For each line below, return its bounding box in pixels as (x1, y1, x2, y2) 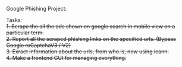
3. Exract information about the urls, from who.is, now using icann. (6, 48, 170, 55)
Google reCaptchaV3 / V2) (6, 42, 71, 49)
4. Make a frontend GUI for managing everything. (6, 55, 127, 61)
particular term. (6, 29, 45, 36)
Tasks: (6, 17, 23, 23)
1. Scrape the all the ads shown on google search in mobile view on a (6, 23, 175, 30)
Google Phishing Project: (6, 5, 67, 12)
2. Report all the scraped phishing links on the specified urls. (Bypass (6, 36, 177, 42)
